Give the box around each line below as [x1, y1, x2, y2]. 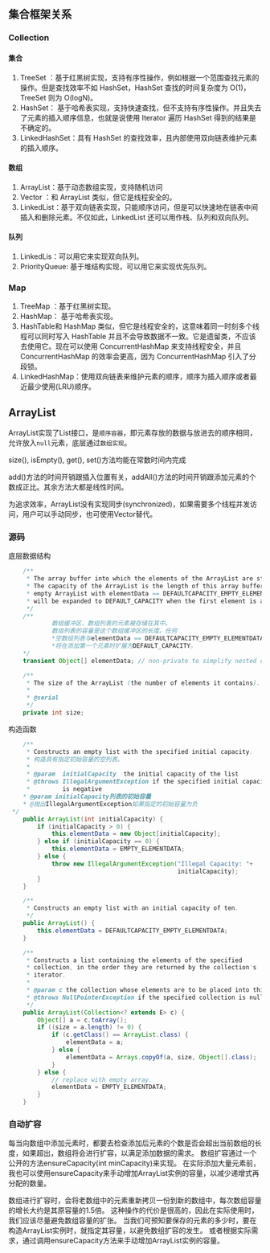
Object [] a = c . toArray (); [37, 1016, 128, 1024]
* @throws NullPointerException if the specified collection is [26, 993, 247, 1001]
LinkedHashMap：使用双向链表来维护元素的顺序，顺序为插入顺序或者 [19, 372, 251, 382]
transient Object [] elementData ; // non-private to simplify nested [22, 657, 257, 665]
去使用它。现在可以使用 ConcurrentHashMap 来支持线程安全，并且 [19, 342, 242, 351]
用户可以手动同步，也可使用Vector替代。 [22, 510, 157, 519]
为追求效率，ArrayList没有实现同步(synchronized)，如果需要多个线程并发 [8, 499, 251, 509]
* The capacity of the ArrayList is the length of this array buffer [26, 582, 264, 591]
